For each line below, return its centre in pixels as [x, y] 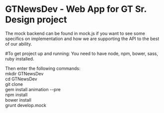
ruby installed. [20, 58]
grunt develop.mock [26, 105]
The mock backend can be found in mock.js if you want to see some [75, 33]
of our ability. [19, 44]
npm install [16, 95]
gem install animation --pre [33, 89]
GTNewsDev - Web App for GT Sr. [76, 9]
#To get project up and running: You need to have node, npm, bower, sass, [82, 54]
